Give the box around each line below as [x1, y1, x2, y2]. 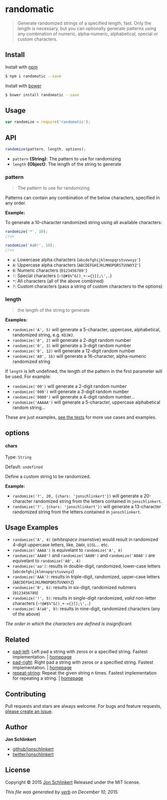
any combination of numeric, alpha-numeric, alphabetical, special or [17, 31, 158, 37]
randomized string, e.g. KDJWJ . [12, 332, 74, 338]
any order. [5, 200, 26, 206]
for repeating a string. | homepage [12, 675, 83, 681]
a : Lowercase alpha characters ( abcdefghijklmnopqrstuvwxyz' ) [12, 257, 141, 263]
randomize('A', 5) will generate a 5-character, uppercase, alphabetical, [12, 326, 161, 332]
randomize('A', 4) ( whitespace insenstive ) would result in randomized [12, 536, 158, 542]
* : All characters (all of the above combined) [12, 278, 104, 284]
